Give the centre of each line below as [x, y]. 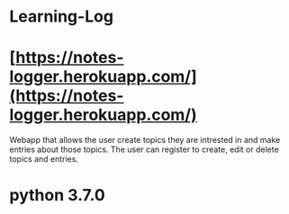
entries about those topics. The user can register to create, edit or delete [144, 149]
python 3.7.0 [57, 196]
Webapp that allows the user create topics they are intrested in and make [145, 140]
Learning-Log [62, 17]
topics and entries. [44, 159]
